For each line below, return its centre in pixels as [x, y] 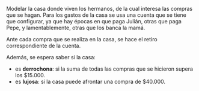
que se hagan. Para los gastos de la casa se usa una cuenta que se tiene [96, 15]
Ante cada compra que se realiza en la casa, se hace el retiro [82, 39]
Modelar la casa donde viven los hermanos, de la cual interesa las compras [99, 9]
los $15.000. [30, 75]
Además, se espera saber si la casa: [51, 57]
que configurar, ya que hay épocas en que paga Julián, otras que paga [94, 21]
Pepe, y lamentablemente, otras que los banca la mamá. [76, 28]
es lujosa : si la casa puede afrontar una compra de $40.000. [90, 81]
